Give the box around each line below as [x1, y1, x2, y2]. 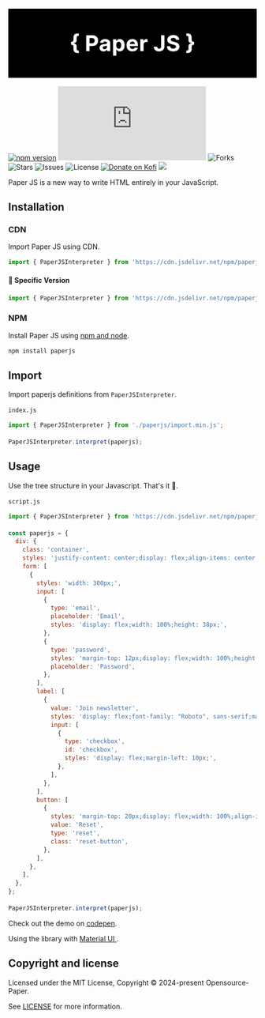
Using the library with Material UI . [8, 933, 119, 943]
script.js [8, 497, 41, 506]
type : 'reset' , [50, 829, 101, 838]
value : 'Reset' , [50, 821, 104, 829]
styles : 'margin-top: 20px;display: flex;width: [50, 813, 214, 820]
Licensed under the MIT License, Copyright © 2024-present [8, 978, 204, 987]
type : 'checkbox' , [64, 737, 125, 745]
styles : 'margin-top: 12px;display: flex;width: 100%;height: [50, 654, 259, 662]
